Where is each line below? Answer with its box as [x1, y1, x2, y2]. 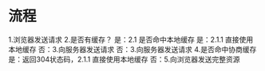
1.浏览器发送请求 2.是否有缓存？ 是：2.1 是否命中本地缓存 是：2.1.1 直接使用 [8, 35, 254, 44]
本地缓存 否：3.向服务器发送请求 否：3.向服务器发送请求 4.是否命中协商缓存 [8, 44, 257, 54]
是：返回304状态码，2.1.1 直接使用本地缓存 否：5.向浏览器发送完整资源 [8, 54, 240, 64]
